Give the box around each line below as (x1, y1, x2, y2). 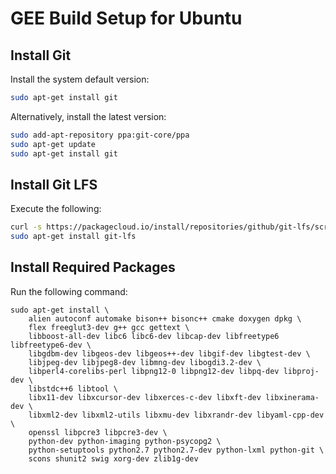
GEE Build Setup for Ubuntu (10, 7, 243, 30)
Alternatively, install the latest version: (10, 110, 167, 122)
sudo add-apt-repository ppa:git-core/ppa (10, 130, 190, 140)
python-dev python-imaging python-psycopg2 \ (28, 436, 222, 446)
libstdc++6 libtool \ (28, 383, 118, 394)
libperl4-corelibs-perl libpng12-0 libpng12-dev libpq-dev (28, 366, 280, 376)
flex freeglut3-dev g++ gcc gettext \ (28, 322, 190, 332)
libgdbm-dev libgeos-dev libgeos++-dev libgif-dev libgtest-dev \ (28, 348, 311, 359)
